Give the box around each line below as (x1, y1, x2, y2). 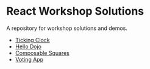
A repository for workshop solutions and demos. (6, 24, 128, 32)
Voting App (15, 56, 44, 63)
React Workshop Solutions (6, 4, 145, 18)
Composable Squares (15, 49, 70, 56)
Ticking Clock (15, 36, 50, 43)
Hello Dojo (15, 43, 41, 50)
